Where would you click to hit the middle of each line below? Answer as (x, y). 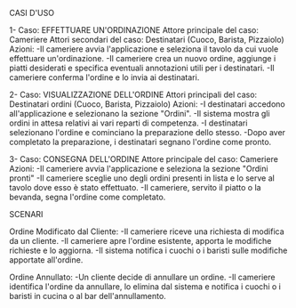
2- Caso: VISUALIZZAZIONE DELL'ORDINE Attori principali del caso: (133, 94)
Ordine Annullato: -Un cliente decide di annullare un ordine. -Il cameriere (142, 277)
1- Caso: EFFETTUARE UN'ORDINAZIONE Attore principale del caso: (134, 30)
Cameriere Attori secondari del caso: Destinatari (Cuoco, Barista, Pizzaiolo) (147, 40)
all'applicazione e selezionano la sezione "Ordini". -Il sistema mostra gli (140, 113)
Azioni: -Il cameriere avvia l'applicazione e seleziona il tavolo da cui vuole (144, 49)
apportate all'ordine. (46, 260)
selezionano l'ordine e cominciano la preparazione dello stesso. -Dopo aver (148, 132)
